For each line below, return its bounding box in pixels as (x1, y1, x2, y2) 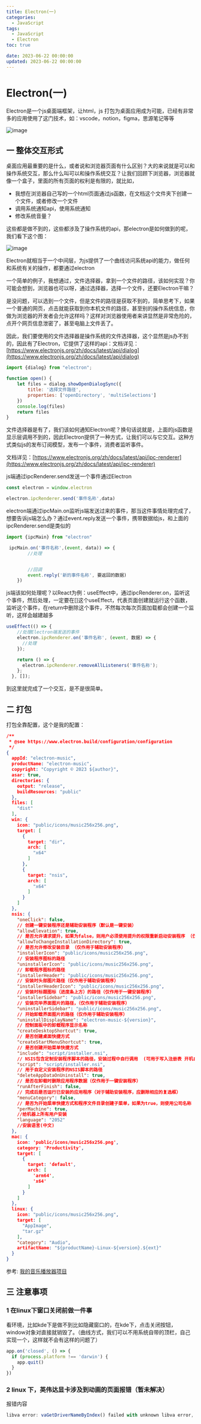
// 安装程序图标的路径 (17, 955, 66, 961)
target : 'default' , (28, 1162, 77, 1168)
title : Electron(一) (6, 8, 57, 15)
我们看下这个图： (6, 233, 48, 240)
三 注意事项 (6, 1287, 48, 1297)
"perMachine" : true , (17, 1106, 68, 1112)
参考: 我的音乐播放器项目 (6, 1268, 67, 1275)
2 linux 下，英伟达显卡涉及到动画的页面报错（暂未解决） (6, 1386, 169, 1394)
